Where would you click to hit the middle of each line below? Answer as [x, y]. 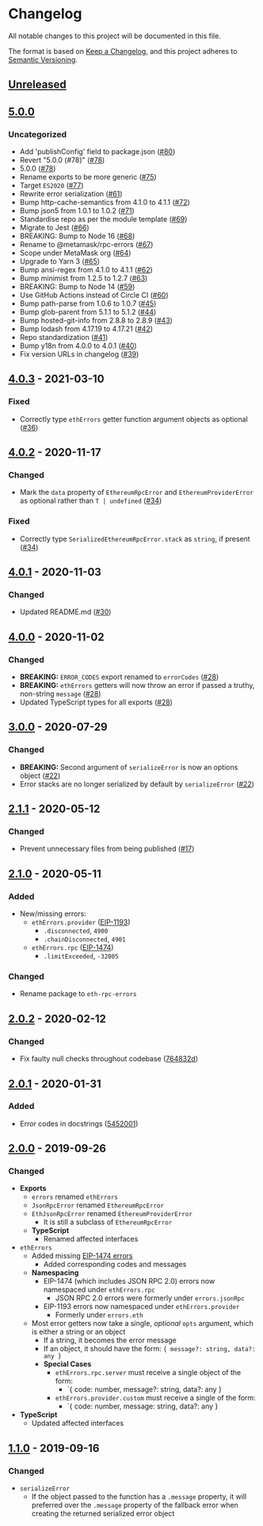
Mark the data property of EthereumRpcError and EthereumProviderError [136, 493]
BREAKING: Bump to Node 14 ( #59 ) [77, 287]
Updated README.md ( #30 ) [65, 612]
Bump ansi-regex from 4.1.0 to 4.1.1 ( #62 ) [86, 270]
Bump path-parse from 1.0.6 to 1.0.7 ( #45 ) [88, 303]
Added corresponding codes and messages [115, 1265]
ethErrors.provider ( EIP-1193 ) [81, 922]
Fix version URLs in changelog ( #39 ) [79, 354]
